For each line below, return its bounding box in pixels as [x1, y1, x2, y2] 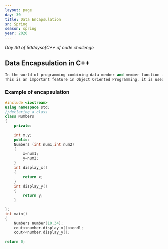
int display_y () [14, 184, 48, 189]
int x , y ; [14, 132, 32, 138]
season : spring [5, 26, 37, 31]
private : [14, 123, 32, 128]
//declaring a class [5, 109, 48, 114]
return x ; [23, 174, 43, 179]
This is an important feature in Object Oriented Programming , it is [5, 77, 153, 82]
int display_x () [14, 165, 48, 170]
